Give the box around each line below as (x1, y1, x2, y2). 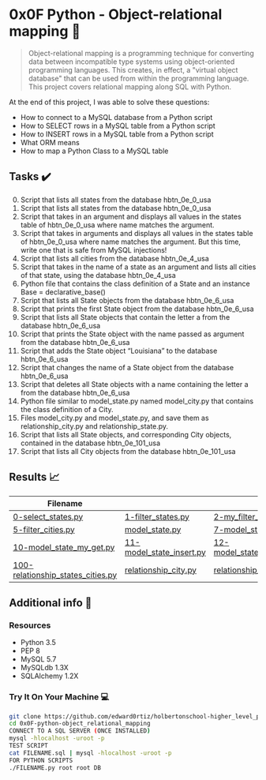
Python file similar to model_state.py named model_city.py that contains (20, 396, 254, 406)
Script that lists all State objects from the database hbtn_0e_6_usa (20, 295, 234, 305)
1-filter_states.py (124, 511, 190, 522)
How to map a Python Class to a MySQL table (20, 146, 169, 156)
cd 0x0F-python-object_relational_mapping (9, 720, 151, 728)
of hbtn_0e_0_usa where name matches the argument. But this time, (20, 237, 242, 246)
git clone (9, 712, 42, 720)
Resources (9, 620, 51, 631)
